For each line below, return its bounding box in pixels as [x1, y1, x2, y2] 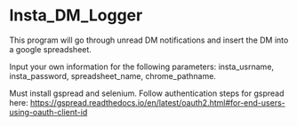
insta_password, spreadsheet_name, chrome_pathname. [9, 70, 216, 81]
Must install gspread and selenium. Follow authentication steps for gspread [9, 88, 285, 98]
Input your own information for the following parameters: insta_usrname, [9, 61, 274, 72]
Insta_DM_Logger [9, 5, 143, 26]
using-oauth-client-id [9, 106, 88, 117]
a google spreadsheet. [9, 43, 92, 54]
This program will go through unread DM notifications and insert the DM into [9, 35, 289, 45]
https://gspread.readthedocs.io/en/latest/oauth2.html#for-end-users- [29, 97, 286, 107]
